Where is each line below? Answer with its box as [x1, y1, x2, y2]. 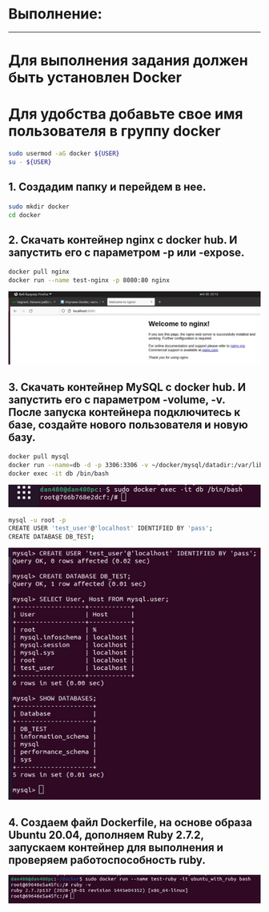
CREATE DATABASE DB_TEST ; [8, 533, 94, 541]
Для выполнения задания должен [8, 51, 248, 70]
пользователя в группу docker [8, 122, 221, 140]
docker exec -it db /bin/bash [8, 470, 110, 478]
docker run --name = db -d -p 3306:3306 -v [8, 461, 149, 469]
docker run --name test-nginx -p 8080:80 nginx [8, 276, 171, 284]
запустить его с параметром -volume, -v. [8, 393, 226, 406]
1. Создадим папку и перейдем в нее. [8, 180, 207, 194]
